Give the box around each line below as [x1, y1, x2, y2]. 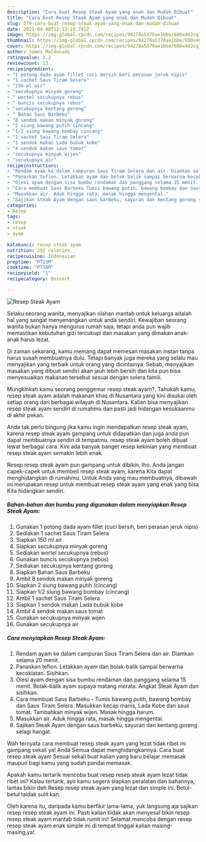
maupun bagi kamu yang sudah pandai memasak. [7, 759, 132, 766]
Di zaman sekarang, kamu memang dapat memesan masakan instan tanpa [7, 347, 194, 355]
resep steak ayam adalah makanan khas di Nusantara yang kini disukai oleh [7, 392, 197, 399]
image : [7, 32, 24, 38]
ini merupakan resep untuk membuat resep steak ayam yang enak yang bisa [7, 481, 199, 488]
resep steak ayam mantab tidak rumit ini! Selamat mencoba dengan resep [7, 815, 193, 822]
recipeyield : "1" [7, 270, 51, 276]
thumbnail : [7, 37, 35, 43]
